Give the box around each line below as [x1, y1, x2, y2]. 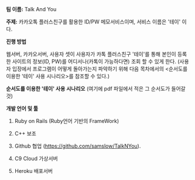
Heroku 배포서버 [14, 168, 53, 174]
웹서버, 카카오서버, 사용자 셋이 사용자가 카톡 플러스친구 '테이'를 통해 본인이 [6, 51, 177, 58]
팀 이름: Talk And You [6, 6, 57, 12]
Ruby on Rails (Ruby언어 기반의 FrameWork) [14, 118, 119, 124]
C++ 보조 [14, 130, 37, 137]
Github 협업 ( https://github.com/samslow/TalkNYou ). [14, 142, 141, 149]
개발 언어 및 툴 [6, 105, 39, 112]
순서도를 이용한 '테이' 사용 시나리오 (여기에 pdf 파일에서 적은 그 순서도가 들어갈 [6, 85, 186, 92]
